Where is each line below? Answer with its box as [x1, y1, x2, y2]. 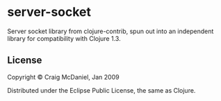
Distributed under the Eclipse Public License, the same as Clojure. [7, 86, 196, 94]
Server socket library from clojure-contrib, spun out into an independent [7, 27, 214, 35]
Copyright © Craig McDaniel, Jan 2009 [7, 73, 120, 81]
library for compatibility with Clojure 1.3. [7, 34, 121, 42]
